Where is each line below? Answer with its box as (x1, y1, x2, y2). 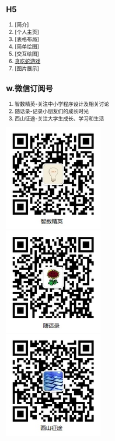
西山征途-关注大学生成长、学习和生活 (14, 115, 104, 122)
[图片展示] (14, 64, 40, 72)
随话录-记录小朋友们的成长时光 (14, 108, 89, 115)
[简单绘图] (14, 43, 40, 50)
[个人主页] (14, 28, 40, 35)
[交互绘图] (14, 50, 40, 57)
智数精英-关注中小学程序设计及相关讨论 (14, 100, 110, 107)
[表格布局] (14, 35, 40, 43)
